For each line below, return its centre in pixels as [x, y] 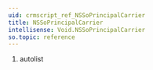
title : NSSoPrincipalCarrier [56, 23]
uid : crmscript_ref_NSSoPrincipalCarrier [77, 15]
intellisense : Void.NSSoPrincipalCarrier [77, 30]
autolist [31, 59]
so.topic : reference [42, 37]
